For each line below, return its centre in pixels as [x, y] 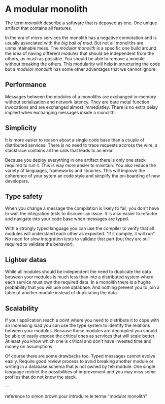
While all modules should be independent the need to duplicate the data [78, 272]
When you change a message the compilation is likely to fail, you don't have [82, 208]
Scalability [22, 308]
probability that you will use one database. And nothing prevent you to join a [82, 287]
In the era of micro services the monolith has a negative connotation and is [81, 38]
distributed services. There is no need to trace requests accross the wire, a [81, 145]
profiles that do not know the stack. [41, 377]
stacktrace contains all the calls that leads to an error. [60, 150]
